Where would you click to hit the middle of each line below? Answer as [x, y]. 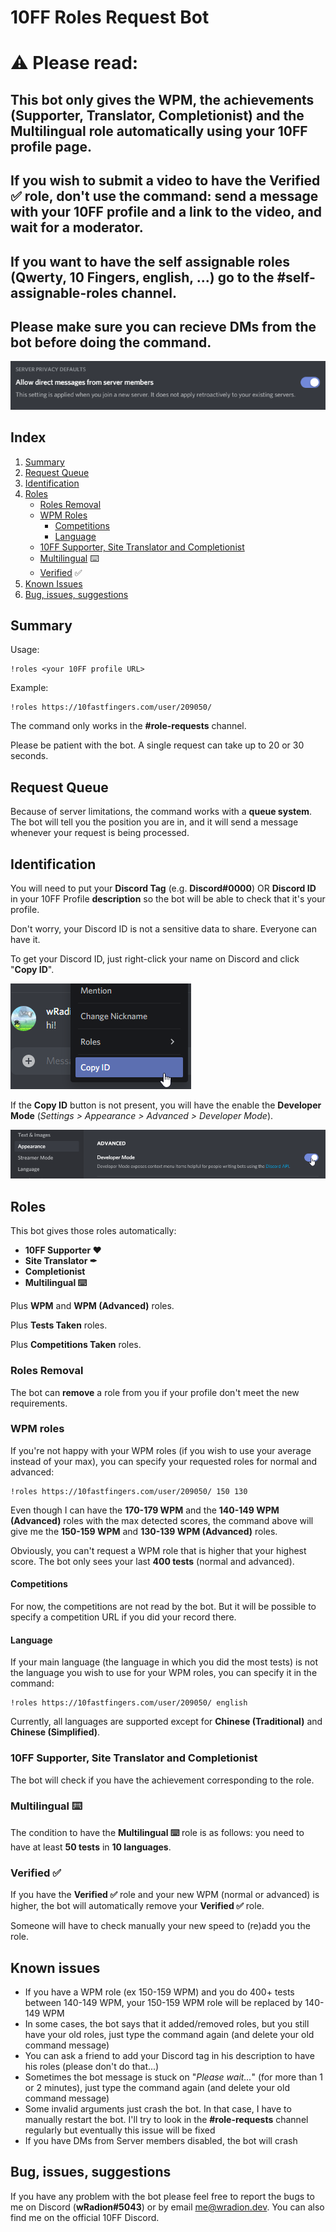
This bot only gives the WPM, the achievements [162, 99]
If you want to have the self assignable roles [150, 261]
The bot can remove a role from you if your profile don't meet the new [155, 1392]
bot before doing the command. [111, 342]
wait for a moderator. [77, 227]
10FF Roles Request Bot [110, 17]
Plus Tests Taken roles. [59, 1325]
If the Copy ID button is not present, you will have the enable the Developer [166, 1105]
